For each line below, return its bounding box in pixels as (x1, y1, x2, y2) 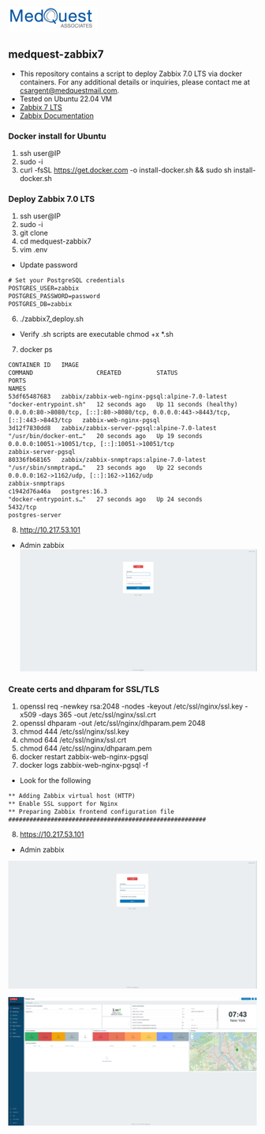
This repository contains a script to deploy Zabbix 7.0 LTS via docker (19, 69, 243, 78)
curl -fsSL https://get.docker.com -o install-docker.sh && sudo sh (19, 165, 233, 175)
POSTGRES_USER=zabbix (8, 285, 80, 293)
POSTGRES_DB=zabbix (8, 301, 73, 308)
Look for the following (19, 776, 91, 785)
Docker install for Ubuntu (8, 130, 106, 142)
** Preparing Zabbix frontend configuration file (8, 808, 175, 816)
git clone (19, 229, 49, 238)
